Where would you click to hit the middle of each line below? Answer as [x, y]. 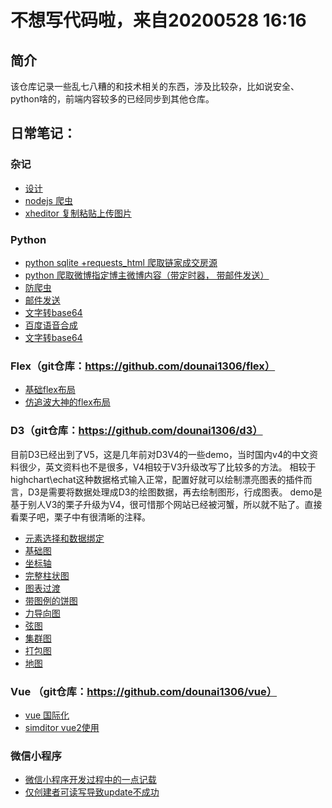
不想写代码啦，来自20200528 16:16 [158, 20]
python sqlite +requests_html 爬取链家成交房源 [121, 262]
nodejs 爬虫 [48, 200]
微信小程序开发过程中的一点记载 [90, 780]
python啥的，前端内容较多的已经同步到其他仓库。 [112, 99]
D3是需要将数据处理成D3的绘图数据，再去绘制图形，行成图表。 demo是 [175, 492]
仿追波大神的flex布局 [67, 402]
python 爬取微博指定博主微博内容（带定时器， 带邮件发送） [147, 275]
